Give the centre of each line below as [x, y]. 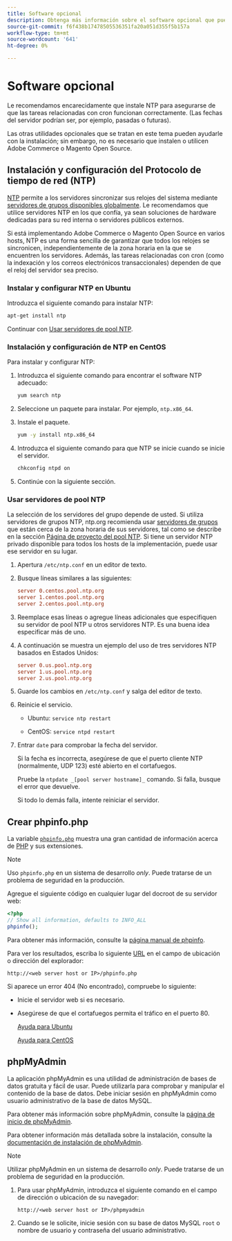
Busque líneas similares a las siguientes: [75, 578]
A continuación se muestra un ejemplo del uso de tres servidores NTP [117, 645]
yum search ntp [39, 396]
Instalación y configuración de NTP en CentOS [87, 347]
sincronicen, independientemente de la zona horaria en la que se [99, 248]
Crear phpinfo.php [48, 822]
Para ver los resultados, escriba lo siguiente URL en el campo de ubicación [114, 953]
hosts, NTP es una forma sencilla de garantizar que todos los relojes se [108, 241]
